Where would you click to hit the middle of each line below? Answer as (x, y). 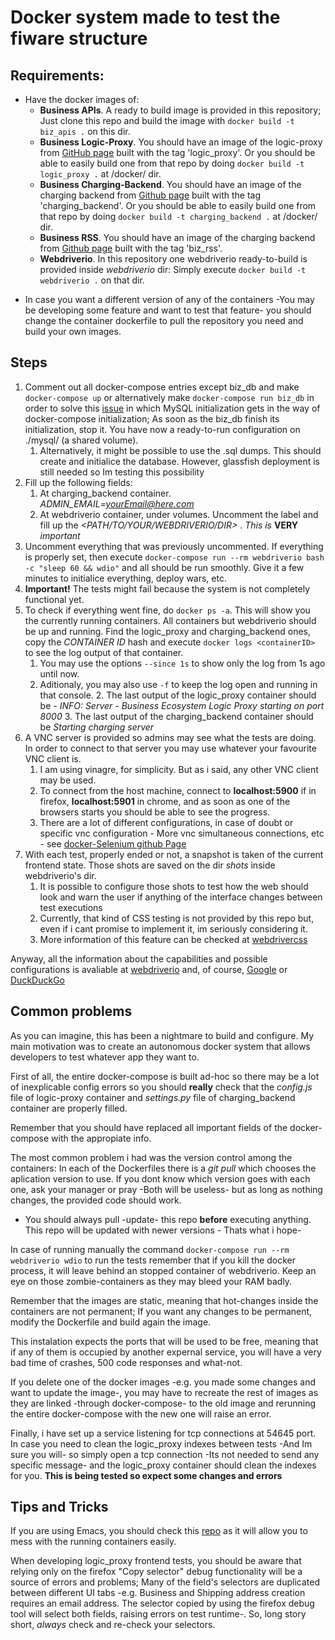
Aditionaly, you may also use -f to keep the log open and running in (178, 684)
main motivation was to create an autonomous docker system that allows (160, 1046)
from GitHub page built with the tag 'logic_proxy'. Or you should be (177, 152)
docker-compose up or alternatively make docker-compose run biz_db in (169, 397)
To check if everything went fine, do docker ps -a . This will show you (167, 610)
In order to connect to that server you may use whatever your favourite (170, 748)
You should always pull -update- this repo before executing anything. (168, 1219)
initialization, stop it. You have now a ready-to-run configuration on (162, 429)
